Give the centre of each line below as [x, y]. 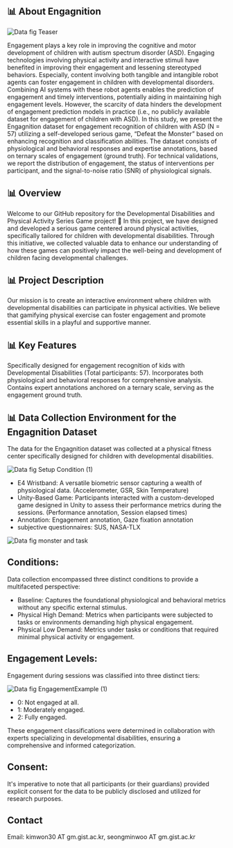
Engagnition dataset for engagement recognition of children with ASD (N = [114, 126]
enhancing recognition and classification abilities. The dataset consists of [112, 141]
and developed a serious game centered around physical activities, [103, 228]
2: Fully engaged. [42, 717]
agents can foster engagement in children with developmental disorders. [111, 82]
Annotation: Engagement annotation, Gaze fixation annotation [105, 520]
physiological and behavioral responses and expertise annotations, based [112, 149]
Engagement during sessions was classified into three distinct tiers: [104, 675]
